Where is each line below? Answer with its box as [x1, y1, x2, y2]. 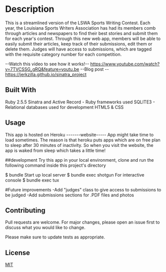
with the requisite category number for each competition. [5, 51, 122, 57]
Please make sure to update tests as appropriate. [5, 234, 106, 240]
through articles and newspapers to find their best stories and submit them [5, 30, 158, 36]
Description [5, 3, 55, 15]
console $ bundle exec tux [5, 177, 59, 183]
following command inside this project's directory [5, 162, 107, 168]
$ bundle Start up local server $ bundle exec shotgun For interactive [5, 172, 145, 178]
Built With [5, 86, 36, 94]
